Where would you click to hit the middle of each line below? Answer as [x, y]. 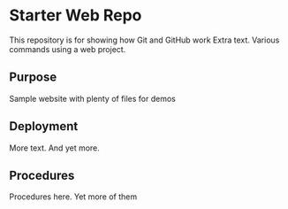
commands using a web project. [68, 49]
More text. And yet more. [54, 148]
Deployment [44, 126]
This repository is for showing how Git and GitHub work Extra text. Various [144, 40]
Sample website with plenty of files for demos [93, 98]
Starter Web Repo [76, 15]
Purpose [33, 77]
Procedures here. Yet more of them [73, 197]
